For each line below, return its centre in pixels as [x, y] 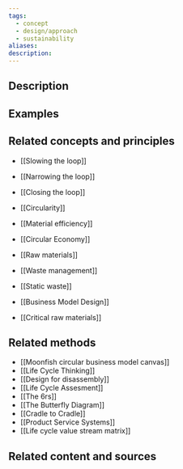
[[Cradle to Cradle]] [53, 414]
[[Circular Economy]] [55, 239]
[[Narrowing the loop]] [57, 176]
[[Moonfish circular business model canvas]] [95, 362]
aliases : [23, 46]
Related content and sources [83, 456]
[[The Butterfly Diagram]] [62, 405]
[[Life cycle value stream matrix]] [75, 431]
